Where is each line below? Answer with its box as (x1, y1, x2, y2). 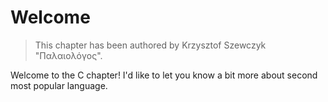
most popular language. (10, 79, 108, 91)
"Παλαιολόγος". (34, 49, 103, 61)
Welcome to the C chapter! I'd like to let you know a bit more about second (10, 69, 318, 81)
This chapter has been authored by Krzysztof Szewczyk (34, 39, 267, 51)
